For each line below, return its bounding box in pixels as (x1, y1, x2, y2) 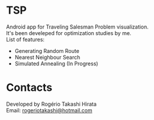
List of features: (6, 36, 45, 43)
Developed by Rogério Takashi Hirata (6, 100, 97, 108)
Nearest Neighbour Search (14, 53, 81, 61)
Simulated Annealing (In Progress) (14, 60, 99, 67)
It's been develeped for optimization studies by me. (6, 29, 131, 36)
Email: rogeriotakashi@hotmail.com (6, 106, 93, 113)
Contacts (6, 81, 53, 94)
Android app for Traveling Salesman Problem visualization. (6, 23, 149, 30)
